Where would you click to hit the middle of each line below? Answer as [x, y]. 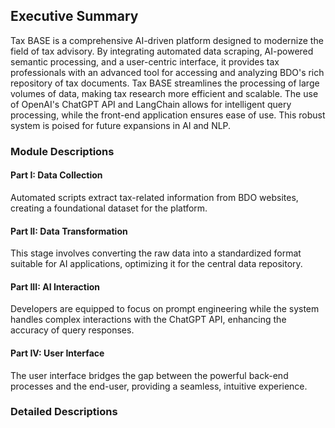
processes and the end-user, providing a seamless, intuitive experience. [159, 386]
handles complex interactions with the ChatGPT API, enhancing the [148, 320]
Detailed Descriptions [64, 412]
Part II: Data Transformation [69, 231]
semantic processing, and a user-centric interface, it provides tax [145, 61]
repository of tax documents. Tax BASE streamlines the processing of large [165, 83]
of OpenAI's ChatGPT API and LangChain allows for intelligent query [151, 104]
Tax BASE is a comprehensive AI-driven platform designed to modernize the [167, 40]
